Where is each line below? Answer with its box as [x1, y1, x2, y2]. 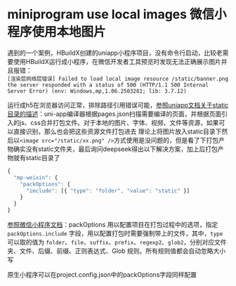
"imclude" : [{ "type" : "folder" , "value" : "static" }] [25, 187, 190, 194]
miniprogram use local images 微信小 [7, 6, 227, 22]
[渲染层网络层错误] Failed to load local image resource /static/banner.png [7, 75, 229, 82]
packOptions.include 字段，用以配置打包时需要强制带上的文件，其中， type [7, 229, 223, 238]
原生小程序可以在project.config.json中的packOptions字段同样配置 [7, 271, 197, 279]
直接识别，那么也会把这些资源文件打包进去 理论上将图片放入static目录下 [13, 127, 222, 136]
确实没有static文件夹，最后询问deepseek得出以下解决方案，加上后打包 [13, 145, 218, 153]
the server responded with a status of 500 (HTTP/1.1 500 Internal [7, 82, 209, 89]
